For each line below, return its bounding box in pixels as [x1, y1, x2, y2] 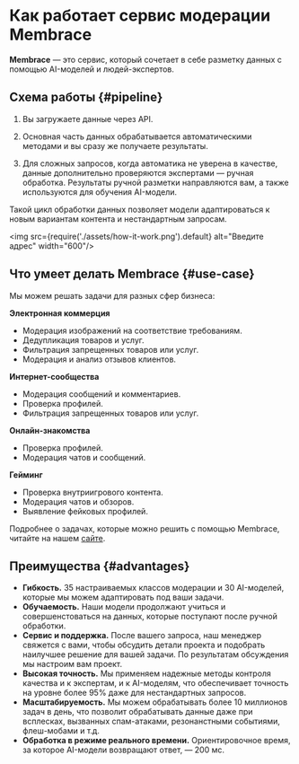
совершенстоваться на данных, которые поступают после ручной [22, 611, 278, 622]
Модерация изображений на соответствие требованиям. [22, 325, 242, 336]
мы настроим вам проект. [22, 659, 123, 670]
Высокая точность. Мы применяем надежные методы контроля [22, 668, 272, 679]
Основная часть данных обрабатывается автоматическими [22, 131, 252, 142]
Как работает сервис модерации [9, 5, 271, 26]
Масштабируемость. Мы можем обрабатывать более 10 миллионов [22, 697, 288, 707]
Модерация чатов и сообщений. [22, 452, 146, 462]
